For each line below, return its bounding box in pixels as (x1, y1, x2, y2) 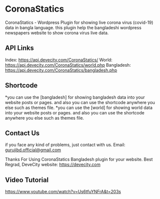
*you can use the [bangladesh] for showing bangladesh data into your (5, 94, 145, 100)
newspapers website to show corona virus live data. (5, 30, 109, 36)
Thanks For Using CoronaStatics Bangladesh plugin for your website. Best (5, 157, 153, 163)
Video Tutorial (5, 176, 49, 184)
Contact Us (5, 129, 40, 137)
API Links (5, 44, 34, 52)
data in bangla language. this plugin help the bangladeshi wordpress (5, 24, 142, 30)
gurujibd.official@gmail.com (5, 147, 62, 153)
